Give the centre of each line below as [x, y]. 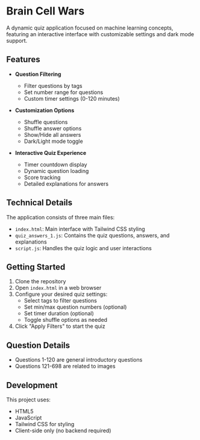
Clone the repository [40, 281]
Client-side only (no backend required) [63, 430]
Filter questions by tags [53, 86]
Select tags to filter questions [61, 301]
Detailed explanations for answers [66, 184]
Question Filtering [38, 74]
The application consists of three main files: [61, 217]
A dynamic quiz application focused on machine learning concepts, [90, 28]
